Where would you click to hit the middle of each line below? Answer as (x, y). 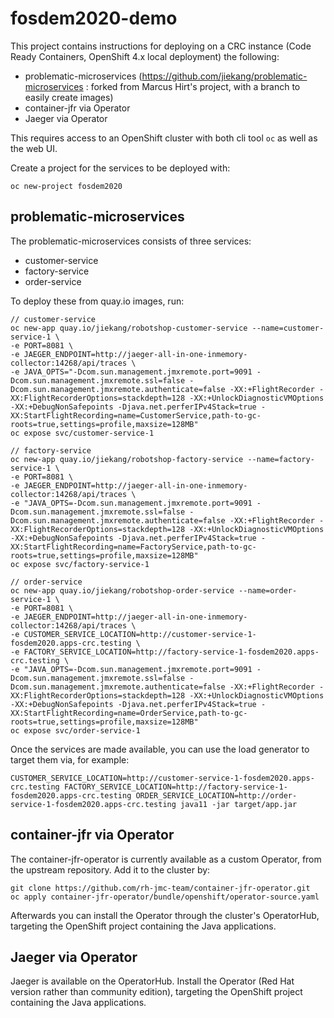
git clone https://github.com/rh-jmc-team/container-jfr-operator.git (160, 888)
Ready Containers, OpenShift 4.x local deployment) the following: (145, 56)
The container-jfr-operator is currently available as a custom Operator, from (166, 859)
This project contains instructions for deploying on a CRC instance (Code (161, 46)
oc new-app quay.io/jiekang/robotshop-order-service (122, 590)
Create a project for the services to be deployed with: (120, 168)
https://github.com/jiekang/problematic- (224, 76)
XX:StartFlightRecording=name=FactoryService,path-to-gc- (133, 547)
